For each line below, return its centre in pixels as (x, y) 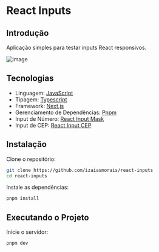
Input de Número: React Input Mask (59, 118)
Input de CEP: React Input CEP (53, 125)
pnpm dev (17, 243)
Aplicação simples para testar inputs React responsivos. (76, 47)
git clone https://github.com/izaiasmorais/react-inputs (80, 170)
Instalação (27, 144)
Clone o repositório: (31, 159)
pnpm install (23, 199)
